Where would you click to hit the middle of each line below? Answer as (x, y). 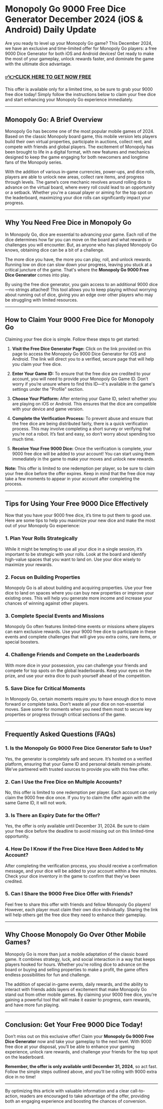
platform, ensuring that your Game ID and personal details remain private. (78, 764)
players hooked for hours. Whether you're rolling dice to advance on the (77, 964)
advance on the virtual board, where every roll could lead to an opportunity (80, 187)
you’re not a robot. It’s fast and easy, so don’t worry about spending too (83, 434)
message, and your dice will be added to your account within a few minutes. (81, 871)
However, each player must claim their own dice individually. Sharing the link (81, 909)
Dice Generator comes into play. (38, 275)
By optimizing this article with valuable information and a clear (67, 1091)
